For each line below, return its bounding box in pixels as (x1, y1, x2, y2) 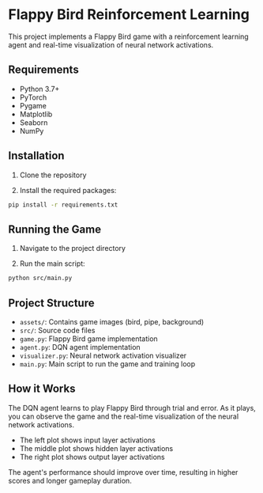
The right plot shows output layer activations (19, 452, 166, 461)
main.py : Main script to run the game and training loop (19, 358, 196, 369)
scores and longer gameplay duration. (8, 476, 132, 485)
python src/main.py (8, 275, 73, 283)
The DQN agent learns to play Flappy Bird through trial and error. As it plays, (8, 403, 257, 412)
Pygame (19, 100, 47, 110)
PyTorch (19, 93, 47, 102)
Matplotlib (19, 109, 53, 119)
